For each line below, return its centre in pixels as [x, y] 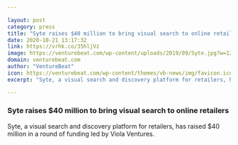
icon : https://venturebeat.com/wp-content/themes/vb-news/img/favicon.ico [120, 73]
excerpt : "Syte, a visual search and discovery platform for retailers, [117, 80]
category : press [31, 27]
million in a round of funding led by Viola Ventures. [81, 134]
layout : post [27, 20]
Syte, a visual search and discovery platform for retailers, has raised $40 [114, 126]
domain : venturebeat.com [44, 60]
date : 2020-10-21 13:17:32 [47, 40]
